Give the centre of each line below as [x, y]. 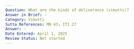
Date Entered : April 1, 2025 [36, 34]
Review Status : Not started [35, 39]
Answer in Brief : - [26, 15]
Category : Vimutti [25, 19]
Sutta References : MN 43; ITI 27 [41, 24]
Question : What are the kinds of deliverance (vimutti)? [67, 10]
